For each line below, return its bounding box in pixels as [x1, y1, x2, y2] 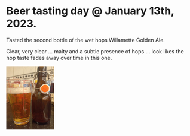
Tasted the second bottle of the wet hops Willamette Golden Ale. [6, 36, 166, 43]
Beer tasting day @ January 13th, [6, 4, 174, 18]
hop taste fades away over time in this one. [6, 54, 112, 61]
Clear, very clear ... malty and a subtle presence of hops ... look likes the [6, 48, 184, 55]
